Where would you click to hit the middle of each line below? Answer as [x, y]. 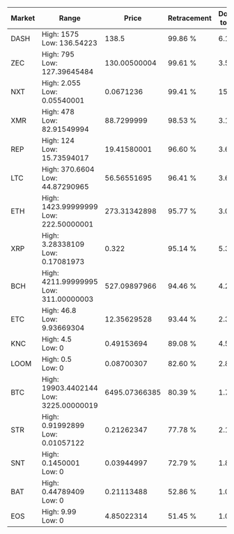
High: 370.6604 [68, 169]
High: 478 [58, 112]
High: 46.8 [59, 311]
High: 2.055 [61, 83]
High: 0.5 [56, 359]
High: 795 [58, 54]
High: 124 [58, 140]
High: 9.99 [59, 512]
